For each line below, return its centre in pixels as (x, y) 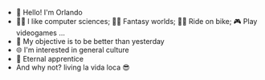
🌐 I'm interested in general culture (73, 50)
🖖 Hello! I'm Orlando (49, 12)
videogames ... (41, 33)
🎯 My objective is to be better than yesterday (90, 41)
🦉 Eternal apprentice (50, 59)
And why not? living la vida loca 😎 (73, 67)
